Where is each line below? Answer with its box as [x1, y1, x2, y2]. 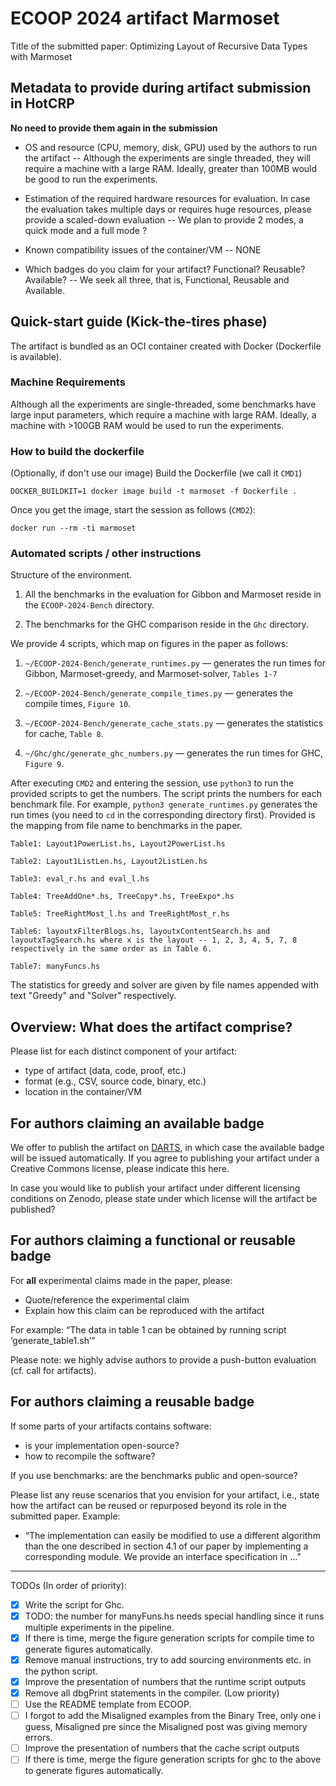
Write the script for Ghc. [24, 1598, 125, 1611]
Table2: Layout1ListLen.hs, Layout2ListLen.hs [10, 857, 208, 867]
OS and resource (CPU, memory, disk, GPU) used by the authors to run [24, 141, 318, 153]
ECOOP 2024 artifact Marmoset [10, 7, 280, 30]
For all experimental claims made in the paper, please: [10, 1274, 233, 1286]
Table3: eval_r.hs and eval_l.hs [10, 874, 150, 884]
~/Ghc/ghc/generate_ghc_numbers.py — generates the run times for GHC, [24, 747, 324, 759]
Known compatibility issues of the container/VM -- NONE [24, 243, 262, 256]
